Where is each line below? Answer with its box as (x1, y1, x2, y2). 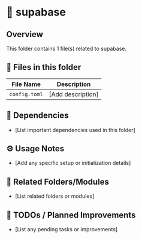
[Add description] (49, 90, 99, 98)
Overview (6, 29, 44, 39)
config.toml (9, 91, 44, 97)
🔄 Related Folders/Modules (6, 176, 110, 187)
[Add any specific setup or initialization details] (14, 160, 131, 167)
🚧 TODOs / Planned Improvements (6, 210, 136, 220)
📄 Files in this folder (6, 62, 81, 72)
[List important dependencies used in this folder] (14, 126, 136, 133)
